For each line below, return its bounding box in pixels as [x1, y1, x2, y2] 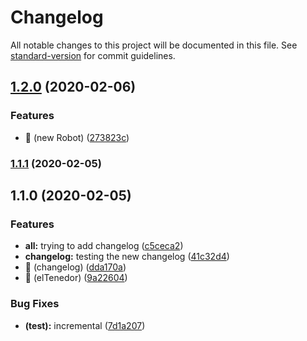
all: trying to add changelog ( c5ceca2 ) [24, 240, 184, 252]
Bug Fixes [10, 297, 60, 311]
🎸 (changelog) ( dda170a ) [24, 261, 127, 273]
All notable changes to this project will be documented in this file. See [10, 39, 298, 51]
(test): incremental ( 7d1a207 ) [24, 319, 146, 331]
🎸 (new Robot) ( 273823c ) [24, 131, 130, 143]
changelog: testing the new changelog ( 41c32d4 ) [24, 251, 230, 263]
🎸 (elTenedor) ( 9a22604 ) [24, 272, 128, 284]
